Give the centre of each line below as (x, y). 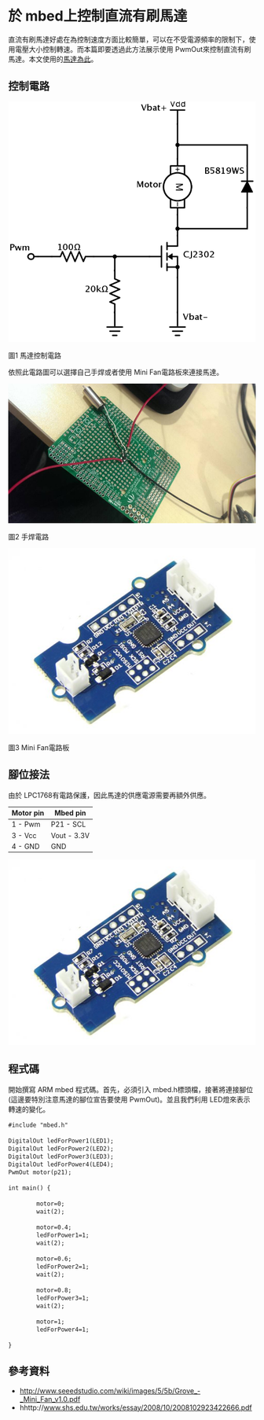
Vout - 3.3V (70, 835)
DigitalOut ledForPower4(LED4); (61, 1164)
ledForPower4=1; (63, 1330)
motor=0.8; (54, 1290)
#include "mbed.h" (38, 1125)
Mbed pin (70, 813)
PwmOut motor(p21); (40, 1172)
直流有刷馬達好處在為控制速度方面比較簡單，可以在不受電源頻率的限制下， (128, 39)
